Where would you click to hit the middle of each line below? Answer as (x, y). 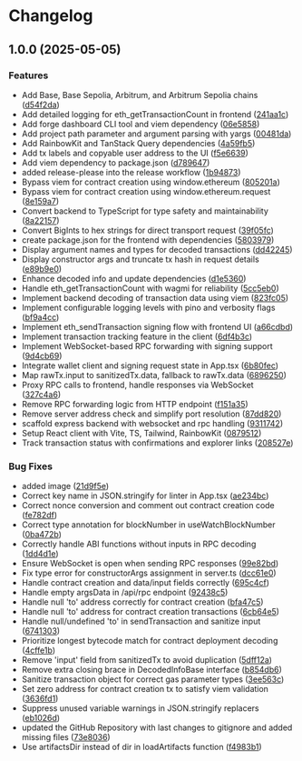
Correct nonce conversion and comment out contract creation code (148, 506)
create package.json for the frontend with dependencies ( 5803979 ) (148, 240)
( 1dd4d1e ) (40, 554)
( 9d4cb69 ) (42, 355)
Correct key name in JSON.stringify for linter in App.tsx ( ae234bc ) (145, 496)
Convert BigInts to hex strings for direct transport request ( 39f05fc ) (147, 230)
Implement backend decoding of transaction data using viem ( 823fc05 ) (155, 297)
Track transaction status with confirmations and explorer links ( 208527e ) (157, 443)
